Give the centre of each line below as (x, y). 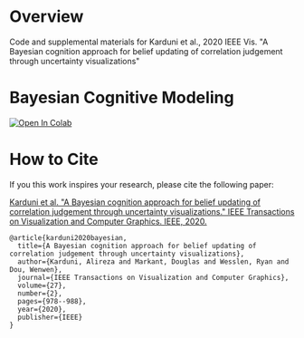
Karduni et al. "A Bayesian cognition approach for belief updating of (135, 202)
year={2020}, (42, 309)
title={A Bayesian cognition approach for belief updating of (137, 246)
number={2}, (40, 293)
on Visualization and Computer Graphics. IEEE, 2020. (108, 221)
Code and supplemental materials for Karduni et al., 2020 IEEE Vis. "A (139, 42)
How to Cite (54, 159)
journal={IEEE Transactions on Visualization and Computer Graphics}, (153, 277)
